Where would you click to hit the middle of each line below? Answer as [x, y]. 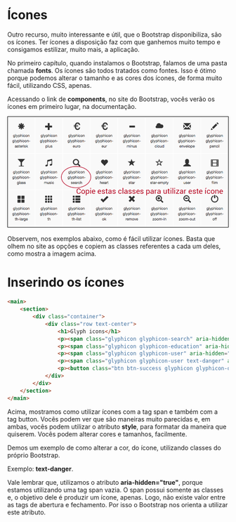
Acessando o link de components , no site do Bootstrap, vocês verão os [111, 99]
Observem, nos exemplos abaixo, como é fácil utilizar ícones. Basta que [111, 239]
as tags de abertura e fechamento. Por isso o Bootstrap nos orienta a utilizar [118, 504]
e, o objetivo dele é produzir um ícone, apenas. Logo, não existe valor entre [117, 497]
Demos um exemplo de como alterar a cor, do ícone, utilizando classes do [114, 448]
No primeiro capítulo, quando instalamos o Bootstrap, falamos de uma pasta [117, 63]
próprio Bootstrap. [34, 455]
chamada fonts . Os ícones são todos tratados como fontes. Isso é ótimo [112, 70]
